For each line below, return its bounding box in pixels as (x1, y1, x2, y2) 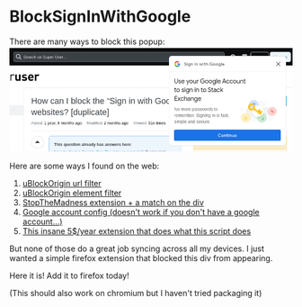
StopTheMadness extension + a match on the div (22, 196, 205, 208)
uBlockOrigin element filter (22, 187, 122, 198)
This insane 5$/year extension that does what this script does (22, 225, 252, 236)
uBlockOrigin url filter (22, 177, 102, 188)
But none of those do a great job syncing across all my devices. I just (9, 243, 265, 254)
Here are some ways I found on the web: (9, 160, 160, 171)
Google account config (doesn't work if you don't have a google (22, 206, 260, 217)
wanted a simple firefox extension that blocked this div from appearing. (9, 252, 273, 263)
